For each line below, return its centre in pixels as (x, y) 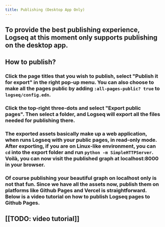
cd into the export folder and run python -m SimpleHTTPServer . (79, 153)
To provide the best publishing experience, (72, 30)
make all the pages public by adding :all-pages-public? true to (82, 89)
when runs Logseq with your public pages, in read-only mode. (81, 140)
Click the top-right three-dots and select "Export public (73, 108)
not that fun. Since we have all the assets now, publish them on (82, 184)
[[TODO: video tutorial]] (42, 219)
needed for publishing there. (40, 120)
